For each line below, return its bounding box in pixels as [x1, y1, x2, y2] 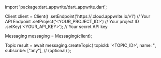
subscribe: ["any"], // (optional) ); [5, 48, 72, 53]
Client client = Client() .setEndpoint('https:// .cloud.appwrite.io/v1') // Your [5, 14, 151, 19]
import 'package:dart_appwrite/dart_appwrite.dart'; [5, 4, 107, 10]
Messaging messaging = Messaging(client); [5, 33, 92, 39]
